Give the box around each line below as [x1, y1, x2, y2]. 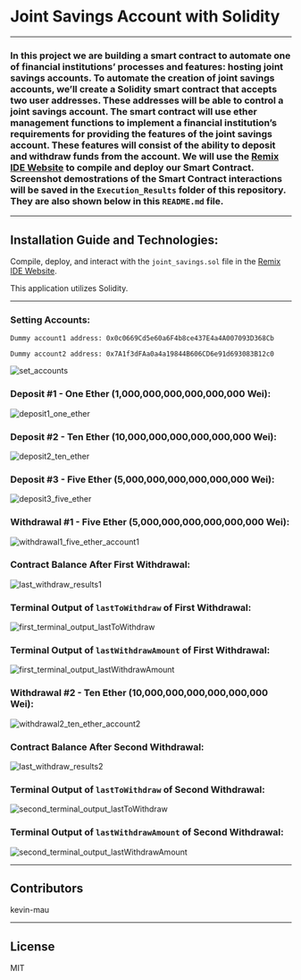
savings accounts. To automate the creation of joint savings [10, 72, 275, 84]
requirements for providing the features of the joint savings [10, 127, 273, 140]
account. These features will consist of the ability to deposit [10, 139, 276, 151]
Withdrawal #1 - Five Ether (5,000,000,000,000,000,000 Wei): [10, 516, 290, 529]
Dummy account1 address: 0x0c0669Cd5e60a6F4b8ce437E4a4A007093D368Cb [10, 334, 275, 343]
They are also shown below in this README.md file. [10, 194, 224, 207]
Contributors [10, 881, 84, 896]
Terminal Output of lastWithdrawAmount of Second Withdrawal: [10, 826, 284, 838]
